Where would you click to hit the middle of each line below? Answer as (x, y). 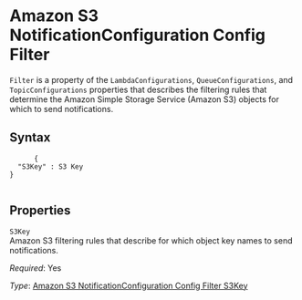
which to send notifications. (62, 109)
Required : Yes (36, 268)
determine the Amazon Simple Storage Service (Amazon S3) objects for (145, 99)
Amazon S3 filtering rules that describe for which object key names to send (151, 240)
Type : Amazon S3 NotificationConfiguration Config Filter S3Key (129, 285)
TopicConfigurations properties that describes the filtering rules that (138, 89)
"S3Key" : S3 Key (51, 166)
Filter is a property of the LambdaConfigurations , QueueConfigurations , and (151, 79)
